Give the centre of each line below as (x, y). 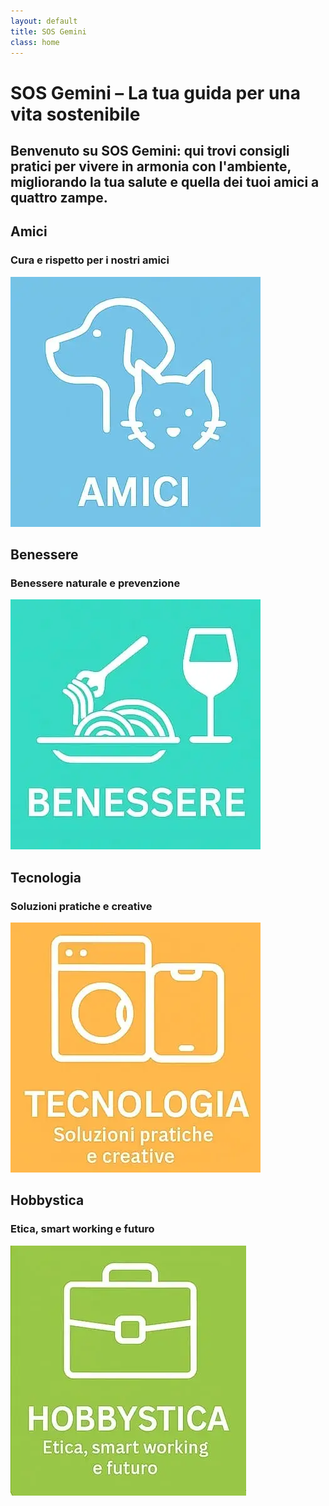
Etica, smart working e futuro (82, 1229)
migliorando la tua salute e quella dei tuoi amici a (165, 181)
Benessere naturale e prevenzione (95, 583)
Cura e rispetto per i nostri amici (90, 260)
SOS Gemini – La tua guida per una (156, 92)
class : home (35, 42)
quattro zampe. (59, 197)
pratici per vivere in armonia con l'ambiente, (151, 166)
